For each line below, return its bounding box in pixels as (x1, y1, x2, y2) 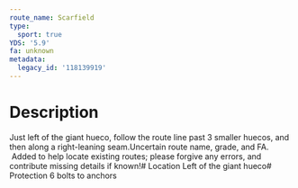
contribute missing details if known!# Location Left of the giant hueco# (9, 160, 272, 171)
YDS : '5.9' (9, 38, 50, 48)
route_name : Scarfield (9, 13, 95, 22)
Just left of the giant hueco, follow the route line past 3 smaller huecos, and (9, 131, 290, 142)
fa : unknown (9, 47, 54, 56)
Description (9, 103, 99, 122)
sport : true (17, 30, 63, 39)
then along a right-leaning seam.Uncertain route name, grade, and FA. (9, 141, 269, 152)
